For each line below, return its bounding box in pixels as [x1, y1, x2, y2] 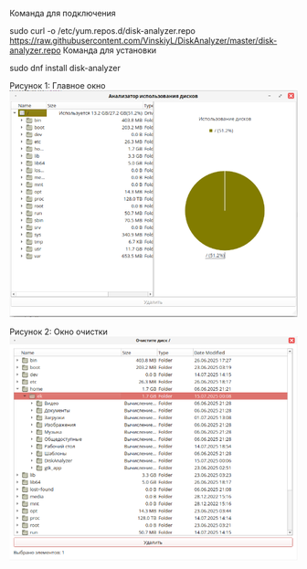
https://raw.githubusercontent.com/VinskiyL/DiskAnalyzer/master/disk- [9, 36, 278, 46]
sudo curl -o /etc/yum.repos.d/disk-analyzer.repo [9, 26, 196, 36]
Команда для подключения [9, 8, 116, 18]
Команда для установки [62, 45, 157, 56]
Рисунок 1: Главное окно [9, 80, 106, 90]
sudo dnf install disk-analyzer [9, 63, 121, 73]
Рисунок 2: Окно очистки [9, 326, 108, 337]
